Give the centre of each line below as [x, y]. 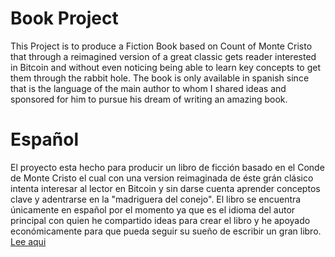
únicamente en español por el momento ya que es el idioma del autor [153, 209]
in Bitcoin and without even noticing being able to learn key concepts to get [166, 67]
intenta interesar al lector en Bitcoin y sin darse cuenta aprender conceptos [165, 188]
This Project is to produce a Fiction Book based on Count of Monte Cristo [161, 46]
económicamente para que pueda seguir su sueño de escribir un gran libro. [166, 231]
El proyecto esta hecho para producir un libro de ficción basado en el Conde [167, 167]
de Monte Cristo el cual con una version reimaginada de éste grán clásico [162, 178]
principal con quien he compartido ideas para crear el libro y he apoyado [160, 220]
